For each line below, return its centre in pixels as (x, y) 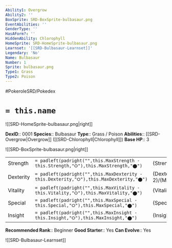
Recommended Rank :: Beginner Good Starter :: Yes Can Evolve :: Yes (78, 230)
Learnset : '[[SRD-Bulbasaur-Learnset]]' (49, 48)
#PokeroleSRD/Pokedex (30, 91)
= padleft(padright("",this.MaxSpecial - (86, 200)
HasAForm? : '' (20, 34)
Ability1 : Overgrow (26, 10)
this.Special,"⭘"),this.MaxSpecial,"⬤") (86, 205)
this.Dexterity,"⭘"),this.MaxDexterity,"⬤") (91, 179)
